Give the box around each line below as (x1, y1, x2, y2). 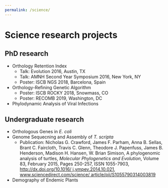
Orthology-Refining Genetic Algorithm (12, 84, 92, 90)
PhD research (5, 49, 49, 58)
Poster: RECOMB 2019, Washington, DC (19, 95, 102, 101)
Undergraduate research (5, 115, 85, 124)
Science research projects (5, 29, 117, 41)
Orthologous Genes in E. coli (12, 129, 72, 135)
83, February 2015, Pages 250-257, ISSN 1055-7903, (19, 161, 130, 167)
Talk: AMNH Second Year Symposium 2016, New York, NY (19, 73, 141, 80)
